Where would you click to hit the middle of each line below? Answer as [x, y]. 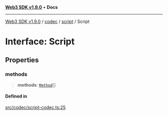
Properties [22, 60]
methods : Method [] [36, 85]
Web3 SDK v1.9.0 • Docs [31, 7]
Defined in [16, 96]
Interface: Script [40, 42]
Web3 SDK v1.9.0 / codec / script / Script [47, 21]
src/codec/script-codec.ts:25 [35, 108]
